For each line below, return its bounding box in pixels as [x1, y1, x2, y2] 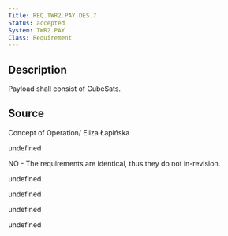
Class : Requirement [8, 33, 73, 42]
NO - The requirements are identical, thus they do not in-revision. [8, 158, 221, 168]
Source [8, 107, 45, 120]
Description [8, 63, 67, 76]
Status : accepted [8, 19, 65, 27]
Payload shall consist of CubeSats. [8, 84, 121, 93]
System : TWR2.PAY [8, 26, 65, 34]
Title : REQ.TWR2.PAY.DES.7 [8, 11, 97, 20]
